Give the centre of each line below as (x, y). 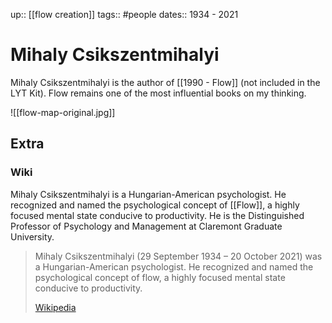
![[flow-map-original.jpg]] (63, 112)
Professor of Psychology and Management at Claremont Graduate (146, 226)
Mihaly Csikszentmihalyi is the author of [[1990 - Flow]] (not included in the (165, 82)
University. (32, 236)
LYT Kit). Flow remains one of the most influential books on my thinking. (158, 93)
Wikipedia (55, 307)
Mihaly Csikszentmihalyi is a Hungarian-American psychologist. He (148, 194)
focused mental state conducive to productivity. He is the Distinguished (157, 215)
